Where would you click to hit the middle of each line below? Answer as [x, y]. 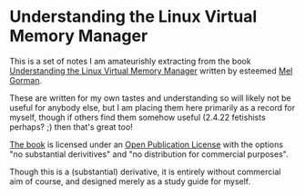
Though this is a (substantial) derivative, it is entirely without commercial [145, 171]
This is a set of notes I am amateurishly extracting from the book [131, 61]
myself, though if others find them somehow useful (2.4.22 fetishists [137, 117]
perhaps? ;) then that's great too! [71, 127]
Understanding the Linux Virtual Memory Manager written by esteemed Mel [151, 71]
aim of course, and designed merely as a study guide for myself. [130, 181]
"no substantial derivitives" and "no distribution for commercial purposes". [149, 154]
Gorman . [26, 80]
